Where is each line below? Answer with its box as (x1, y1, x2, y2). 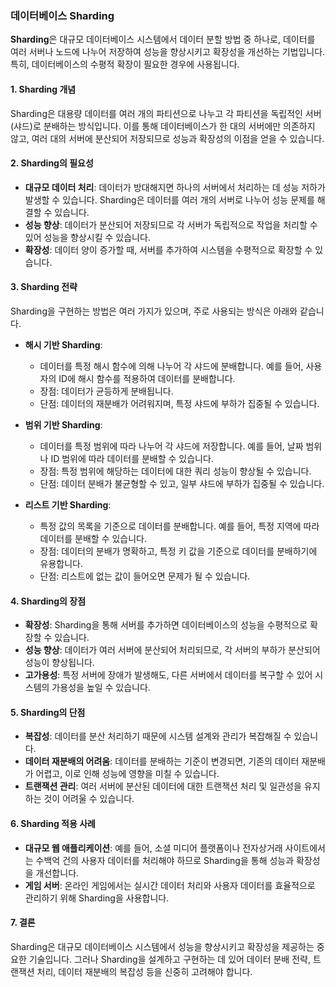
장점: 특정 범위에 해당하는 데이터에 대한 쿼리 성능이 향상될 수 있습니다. (39, 465, 312, 477)
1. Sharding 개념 (10, 83, 77, 95)
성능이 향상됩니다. (24, 657, 95, 669)
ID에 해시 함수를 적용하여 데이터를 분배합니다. (58, 372, 236, 384)
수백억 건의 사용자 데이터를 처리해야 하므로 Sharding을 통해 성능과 (35, 854, 295, 866)
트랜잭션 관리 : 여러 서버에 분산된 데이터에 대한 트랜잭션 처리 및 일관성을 (24, 780, 302, 792)
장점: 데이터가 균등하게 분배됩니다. (39, 385, 174, 397)
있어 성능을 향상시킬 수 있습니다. (24, 231, 151, 243)
